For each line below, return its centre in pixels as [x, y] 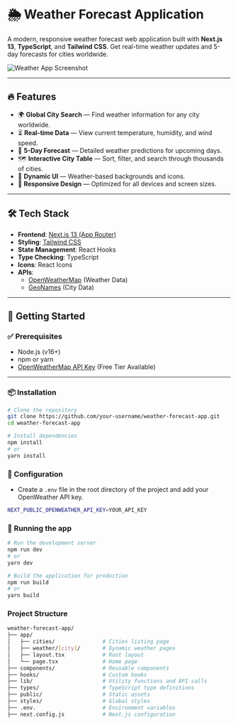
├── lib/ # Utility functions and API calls [107, 681]
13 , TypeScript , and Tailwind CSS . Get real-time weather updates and [110, 46]
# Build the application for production [68, 576]
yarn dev [20, 563]
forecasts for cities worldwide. [64, 54]
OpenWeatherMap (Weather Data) [78, 279]
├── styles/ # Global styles [79, 702]
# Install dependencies [42, 436]
